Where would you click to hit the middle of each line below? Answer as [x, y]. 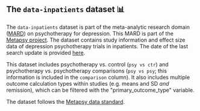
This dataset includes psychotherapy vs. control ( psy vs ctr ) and [87, 64]
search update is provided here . [46, 52]
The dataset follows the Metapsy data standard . [66, 101]
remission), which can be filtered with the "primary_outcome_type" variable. [100, 90]
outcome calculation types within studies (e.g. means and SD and [88, 83]
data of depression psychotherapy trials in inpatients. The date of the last [97, 46]
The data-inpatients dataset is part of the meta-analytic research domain [98, 27]
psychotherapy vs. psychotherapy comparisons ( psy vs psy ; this [87, 71]
